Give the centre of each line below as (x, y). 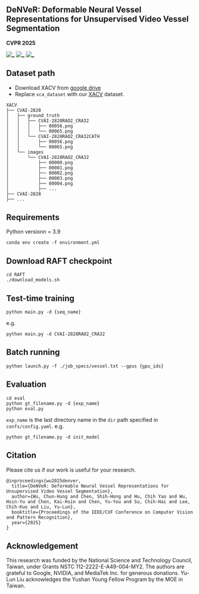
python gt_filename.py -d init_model (53, 437)
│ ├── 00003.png (40, 178)
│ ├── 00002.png (40, 173)
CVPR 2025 (21, 43)
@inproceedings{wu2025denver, (44, 480)
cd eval (16, 398)
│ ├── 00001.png (40, 168)
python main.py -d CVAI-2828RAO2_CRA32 (56, 334)
